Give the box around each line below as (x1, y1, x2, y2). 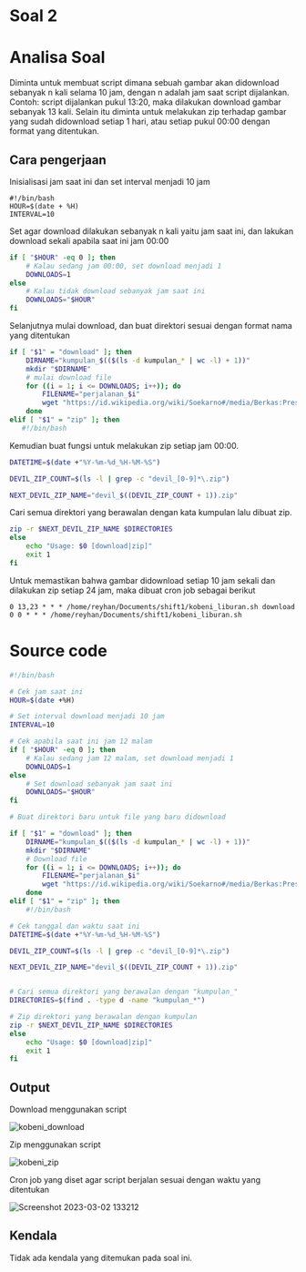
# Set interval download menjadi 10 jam (9, 712, 166, 721)
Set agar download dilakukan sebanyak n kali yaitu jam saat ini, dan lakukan (9, 225, 294, 237)
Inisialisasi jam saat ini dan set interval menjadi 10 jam (9, 176, 211, 187)
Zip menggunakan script (9, 1139, 102, 1150)
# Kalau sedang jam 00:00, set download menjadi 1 (25, 261, 222, 270)
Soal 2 (9, 5, 57, 26)
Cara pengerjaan (9, 152, 107, 168)
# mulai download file (25, 372, 112, 382)
